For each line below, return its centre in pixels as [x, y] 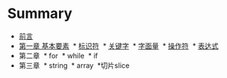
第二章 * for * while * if [58, 55]
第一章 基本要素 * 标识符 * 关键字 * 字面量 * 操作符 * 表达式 [119, 46]
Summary [40, 14]
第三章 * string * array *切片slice [74, 65]
